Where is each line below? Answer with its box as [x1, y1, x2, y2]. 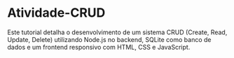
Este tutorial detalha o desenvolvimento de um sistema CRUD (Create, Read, [7, 28, 228, 36]
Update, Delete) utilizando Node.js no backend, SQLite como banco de [7, 35, 212, 43]
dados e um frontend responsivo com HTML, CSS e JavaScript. [7, 43, 191, 51]
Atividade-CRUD [7, 5, 106, 21]
